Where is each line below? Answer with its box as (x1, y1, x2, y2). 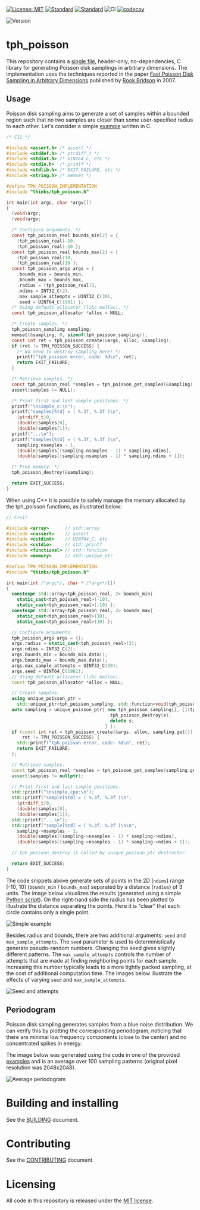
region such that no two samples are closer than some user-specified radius (6, 116, 193, 123)
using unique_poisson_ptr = (11, 696, 82, 702)
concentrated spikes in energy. (6, 1040, 82, 1047)
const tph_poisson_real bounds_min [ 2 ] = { (11, 232, 118, 238)
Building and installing (6, 1096, 119, 1110)
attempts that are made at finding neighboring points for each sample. (6, 957, 178, 964)
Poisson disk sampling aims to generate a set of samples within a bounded (6, 110, 189, 117)
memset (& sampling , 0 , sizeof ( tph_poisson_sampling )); (11, 331, 148, 338)
